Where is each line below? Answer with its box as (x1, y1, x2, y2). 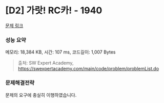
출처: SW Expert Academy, (17, 60, 74, 66)
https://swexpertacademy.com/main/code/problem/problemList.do (17, 66, 159, 72)
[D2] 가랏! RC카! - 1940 (5, 5, 102, 16)
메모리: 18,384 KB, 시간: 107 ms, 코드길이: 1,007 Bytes (5, 49, 116, 55)
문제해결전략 (5, 80, 35, 87)
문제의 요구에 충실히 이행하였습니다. (5, 92, 77, 98)
